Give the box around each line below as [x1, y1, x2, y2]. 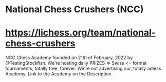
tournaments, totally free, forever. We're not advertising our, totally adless [5, 65, 161, 72]
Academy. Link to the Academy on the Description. [5, 71, 113, 77]
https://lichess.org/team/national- [5, 27, 156, 39]
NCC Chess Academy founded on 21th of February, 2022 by [5, 54, 133, 61]
